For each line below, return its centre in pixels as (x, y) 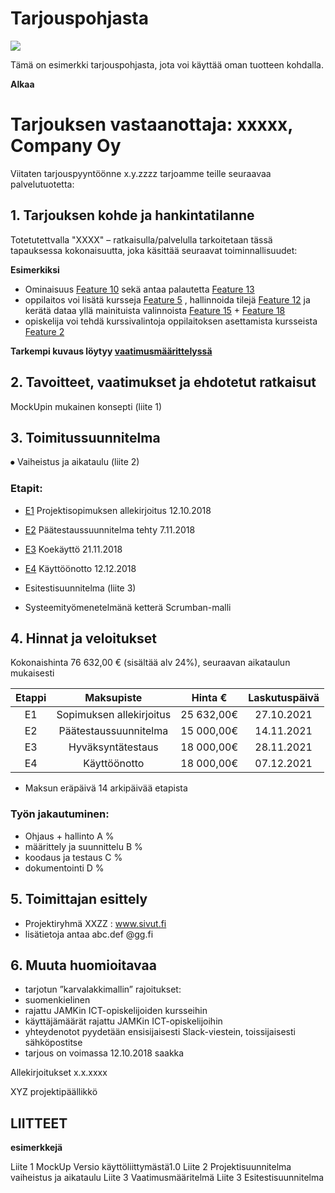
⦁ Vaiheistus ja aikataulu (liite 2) (75, 462)
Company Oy (66, 146)
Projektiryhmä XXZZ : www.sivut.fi (95, 923)
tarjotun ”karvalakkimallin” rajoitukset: (103, 989)
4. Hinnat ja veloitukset (83, 638)
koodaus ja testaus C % (73, 857)
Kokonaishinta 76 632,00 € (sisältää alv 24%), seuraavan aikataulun (150, 663)
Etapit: (26, 489)
